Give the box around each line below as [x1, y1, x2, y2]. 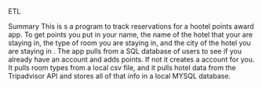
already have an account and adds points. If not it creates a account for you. [8, 55, 255, 64]
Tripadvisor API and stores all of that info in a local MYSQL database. [8, 72, 231, 80]
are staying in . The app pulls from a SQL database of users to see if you [8, 47, 242, 55]
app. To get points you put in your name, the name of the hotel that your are [8, 30, 253, 39]
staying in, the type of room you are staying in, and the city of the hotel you [8, 38, 251, 48]
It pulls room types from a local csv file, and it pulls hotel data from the [8, 63, 237, 72]
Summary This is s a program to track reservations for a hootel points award [8, 22, 255, 30]
